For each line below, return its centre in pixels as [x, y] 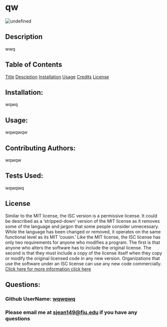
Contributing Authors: [41, 148]
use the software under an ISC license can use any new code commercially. [83, 263]
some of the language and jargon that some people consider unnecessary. [82, 226]
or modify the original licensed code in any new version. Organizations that [83, 258]
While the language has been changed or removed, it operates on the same [83, 231]
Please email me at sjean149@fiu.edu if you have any [71, 312]
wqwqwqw [16, 132]
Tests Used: [24, 176]
